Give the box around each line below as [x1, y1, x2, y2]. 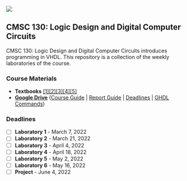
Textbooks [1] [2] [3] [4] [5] [14, 88, 77, 95]
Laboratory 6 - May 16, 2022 [14, 162, 86, 169]
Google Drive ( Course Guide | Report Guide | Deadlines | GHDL [14, 94, 170, 101]
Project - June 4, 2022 [14, 168, 71, 175]
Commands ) [14, 100, 46, 107]
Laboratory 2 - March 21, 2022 [14, 135, 91, 142]
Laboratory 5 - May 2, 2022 [14, 155, 84, 162]
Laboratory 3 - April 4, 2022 [14, 141, 85, 149]
